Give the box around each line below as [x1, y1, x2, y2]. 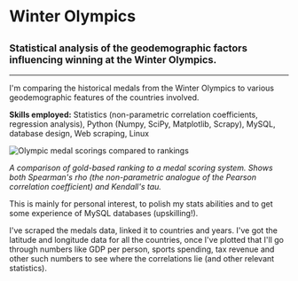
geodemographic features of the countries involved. [9, 92, 200, 103]
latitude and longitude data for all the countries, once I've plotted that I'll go [9, 235, 284, 245]
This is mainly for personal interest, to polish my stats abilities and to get [9, 199, 273, 209]
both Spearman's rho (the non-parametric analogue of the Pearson [9, 172, 257, 183]
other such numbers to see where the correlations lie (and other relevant [9, 254, 275, 263]
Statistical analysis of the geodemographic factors [9, 42, 248, 54]
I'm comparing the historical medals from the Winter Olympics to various [9, 82, 275, 93]
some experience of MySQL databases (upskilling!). [9, 208, 199, 218]
